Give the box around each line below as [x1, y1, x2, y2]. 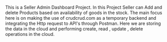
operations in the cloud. [5, 31, 55, 37]
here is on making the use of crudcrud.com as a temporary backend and [5, 15, 156, 21]
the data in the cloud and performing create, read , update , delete [5, 26, 143, 32]
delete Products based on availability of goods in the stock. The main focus [5, 10, 162, 16]
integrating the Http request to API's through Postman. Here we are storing [5, 20, 161, 26]
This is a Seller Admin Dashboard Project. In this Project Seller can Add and [5, 5, 162, 10]
